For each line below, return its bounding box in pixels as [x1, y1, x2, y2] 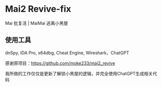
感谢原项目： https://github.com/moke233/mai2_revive [5, 60, 115, 66]
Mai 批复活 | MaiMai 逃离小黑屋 [5, 20, 68, 26]
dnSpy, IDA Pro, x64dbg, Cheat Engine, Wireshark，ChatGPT [5, 50, 130, 56]
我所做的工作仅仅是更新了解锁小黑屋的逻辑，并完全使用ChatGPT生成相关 [5, 70, 153, 76]
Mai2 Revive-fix [5, 3, 71, 15]
